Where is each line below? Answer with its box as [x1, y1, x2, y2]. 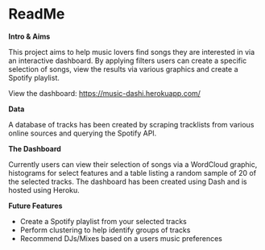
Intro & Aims [8, 31, 51, 41]
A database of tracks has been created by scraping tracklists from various [8, 119, 255, 129]
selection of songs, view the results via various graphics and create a [8, 64, 238, 73]
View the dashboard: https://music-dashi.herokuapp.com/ [8, 88, 201, 98]
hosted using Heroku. [8, 185, 81, 194]
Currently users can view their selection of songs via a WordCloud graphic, [8, 159, 258, 169]
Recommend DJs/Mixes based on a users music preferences [19, 233, 223, 243]
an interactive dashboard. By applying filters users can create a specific [8, 56, 247, 65]
